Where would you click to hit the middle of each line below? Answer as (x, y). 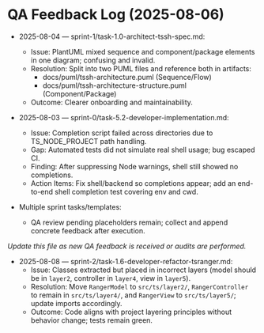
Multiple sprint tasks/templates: (70, 206)
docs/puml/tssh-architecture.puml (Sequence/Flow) (127, 77)
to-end (41, 191)
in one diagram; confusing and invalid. (93, 60)
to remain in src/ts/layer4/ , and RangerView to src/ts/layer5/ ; (133, 295)
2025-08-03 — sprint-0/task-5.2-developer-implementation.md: (124, 117)
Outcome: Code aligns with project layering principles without (131, 312)
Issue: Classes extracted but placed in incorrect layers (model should (143, 270)
